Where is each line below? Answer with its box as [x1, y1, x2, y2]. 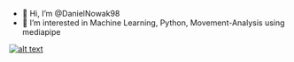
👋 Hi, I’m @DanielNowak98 [21, 9, 120, 18]
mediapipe [21, 27, 61, 37]
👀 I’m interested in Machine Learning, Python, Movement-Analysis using [21, 17, 285, 28]
